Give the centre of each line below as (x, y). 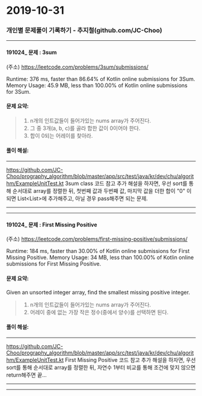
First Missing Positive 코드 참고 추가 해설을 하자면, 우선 (130, 360)
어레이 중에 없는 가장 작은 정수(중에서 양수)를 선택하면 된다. (99, 312)
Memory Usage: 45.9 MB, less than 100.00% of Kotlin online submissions (97, 85)
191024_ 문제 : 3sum (32, 52)
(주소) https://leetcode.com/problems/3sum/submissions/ (78, 67)
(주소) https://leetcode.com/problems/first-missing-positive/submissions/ (97, 239)
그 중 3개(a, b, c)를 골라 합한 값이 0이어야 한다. (85, 128)
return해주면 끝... (26, 375)
